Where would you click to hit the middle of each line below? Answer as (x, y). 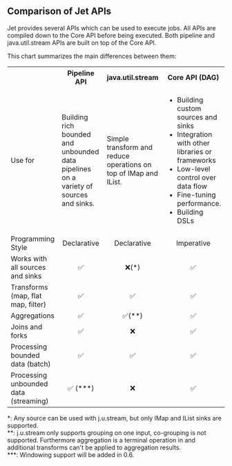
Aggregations (33, 315)
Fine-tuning (196, 195)
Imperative (193, 243)
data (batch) (31, 364)
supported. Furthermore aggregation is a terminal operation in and (101, 440)
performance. (199, 203)
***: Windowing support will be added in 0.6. (71, 454)
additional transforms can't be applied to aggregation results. (94, 447)
